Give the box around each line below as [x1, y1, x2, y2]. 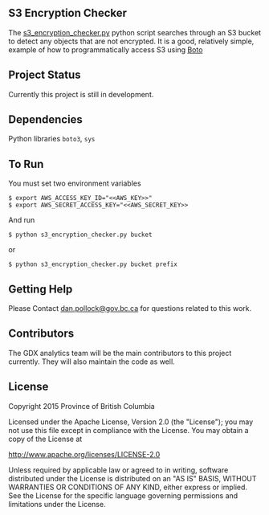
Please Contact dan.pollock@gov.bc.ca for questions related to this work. [8, 304, 251, 313]
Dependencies [8, 112, 83, 127]
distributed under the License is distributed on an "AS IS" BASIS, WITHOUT [8, 473, 257, 483]
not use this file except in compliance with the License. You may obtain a [8, 425, 249, 435]
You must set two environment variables [8, 178, 142, 188]
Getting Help [8, 282, 73, 296]
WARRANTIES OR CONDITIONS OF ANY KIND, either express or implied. [8, 482, 247, 492]
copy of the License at [8, 434, 83, 443]
